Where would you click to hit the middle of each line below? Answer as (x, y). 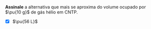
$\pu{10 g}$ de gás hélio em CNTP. (41, 12)
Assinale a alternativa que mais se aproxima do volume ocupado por (75, 7)
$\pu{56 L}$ (25, 22)
